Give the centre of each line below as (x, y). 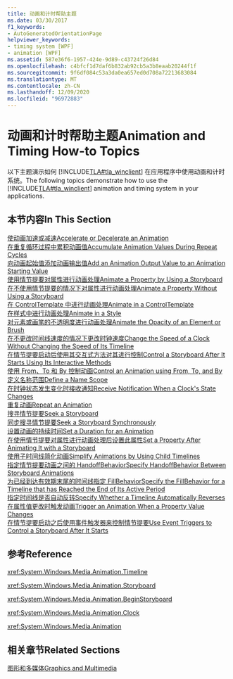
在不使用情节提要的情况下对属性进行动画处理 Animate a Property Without (112, 288)
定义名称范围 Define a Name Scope (57, 379)
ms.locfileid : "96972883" (45, 99)
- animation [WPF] (34, 53)
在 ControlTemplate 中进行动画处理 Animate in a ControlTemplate (101, 304)
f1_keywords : (26, 27)
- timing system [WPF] (40, 46)
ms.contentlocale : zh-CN (44, 86)
